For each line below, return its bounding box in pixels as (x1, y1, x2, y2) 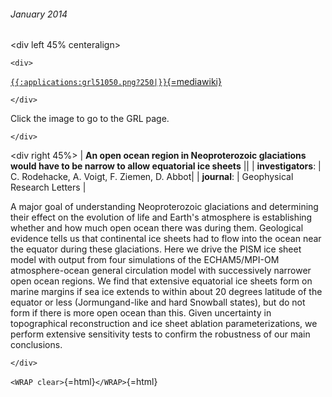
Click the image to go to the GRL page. (10, 113, 170, 125)
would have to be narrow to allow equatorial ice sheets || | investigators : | (10, 160, 322, 172)
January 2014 (10, 8, 68, 20)
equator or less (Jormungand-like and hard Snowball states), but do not (10, 296, 306, 309)
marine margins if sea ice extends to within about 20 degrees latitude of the (10, 286, 323, 298)
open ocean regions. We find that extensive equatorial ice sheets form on (10, 275, 313, 287)
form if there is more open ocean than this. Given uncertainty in (10, 307, 272, 319)
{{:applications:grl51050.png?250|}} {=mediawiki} (10, 76, 222, 88)
